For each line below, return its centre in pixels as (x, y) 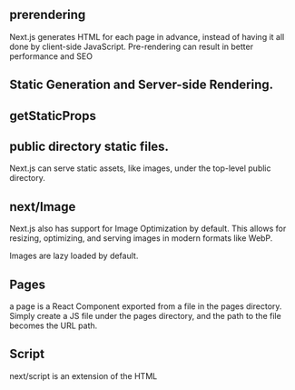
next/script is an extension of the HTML (84, 375)
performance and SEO (51, 56)
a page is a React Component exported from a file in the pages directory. (146, 306)
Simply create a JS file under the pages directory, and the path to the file (145, 316)
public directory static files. (89, 146)
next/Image (43, 207)
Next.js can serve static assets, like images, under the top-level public (140, 168)
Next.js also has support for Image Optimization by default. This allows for (148, 229)
